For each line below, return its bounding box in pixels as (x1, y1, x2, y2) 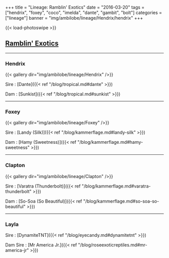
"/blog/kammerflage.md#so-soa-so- (82, 198, 159, 204)
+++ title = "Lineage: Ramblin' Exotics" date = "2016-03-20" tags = (5, 5, 145, 10)
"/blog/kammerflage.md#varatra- (81, 183, 151, 189)
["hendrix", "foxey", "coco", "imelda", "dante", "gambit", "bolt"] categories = (5, 10, 162, 16)
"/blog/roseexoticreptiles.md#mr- (77, 242, 147, 248)
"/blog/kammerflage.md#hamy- (77, 139, 143, 145)
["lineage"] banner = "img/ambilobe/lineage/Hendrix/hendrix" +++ (5, 15, 143, 21)
